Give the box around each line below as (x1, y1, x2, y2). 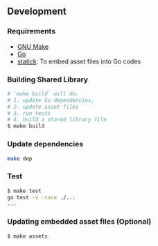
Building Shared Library (7, 75, 89, 84)
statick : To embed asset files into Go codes (17, 57, 141, 66)
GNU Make (17, 42, 49, 51)
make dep (7, 155, 33, 162)
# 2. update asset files (7, 103, 79, 110)
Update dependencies (7, 139, 84, 149)
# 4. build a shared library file (7, 116, 107, 123)
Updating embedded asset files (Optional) (7, 217, 152, 226)
